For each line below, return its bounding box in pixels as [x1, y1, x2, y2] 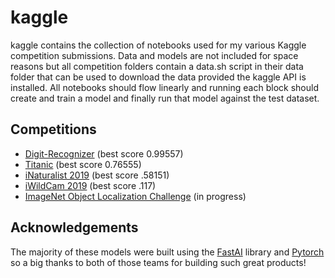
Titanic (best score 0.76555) [24, 158, 142, 170]
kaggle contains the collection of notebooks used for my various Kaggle [10, 39, 307, 51]
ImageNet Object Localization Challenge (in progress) [24, 190, 247, 202]
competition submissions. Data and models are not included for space [10, 49, 299, 61]
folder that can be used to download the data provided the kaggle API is [10, 71, 307, 83]
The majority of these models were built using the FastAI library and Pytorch [10, 246, 325, 258]
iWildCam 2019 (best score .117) [24, 179, 157, 191]
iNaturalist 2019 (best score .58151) [24, 169, 170, 181]
